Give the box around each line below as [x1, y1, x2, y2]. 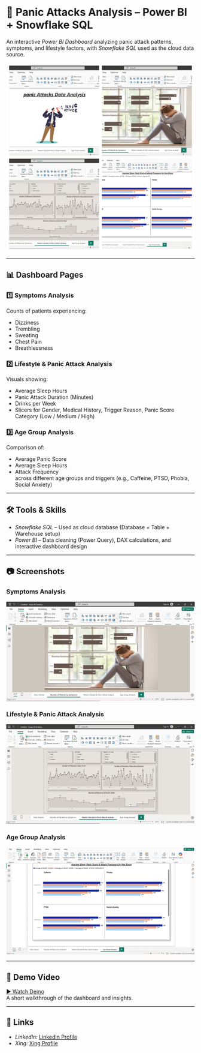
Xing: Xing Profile [14, 1039, 58, 1046]
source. [6, 50, 25, 58]
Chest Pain [14, 338, 42, 345]
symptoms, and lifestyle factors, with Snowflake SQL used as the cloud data [6, 44, 194, 52]
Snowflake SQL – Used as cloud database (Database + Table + [14, 524, 170, 531]
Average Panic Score [14, 455, 67, 463]
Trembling [14, 325, 40, 332]
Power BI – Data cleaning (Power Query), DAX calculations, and [14, 536, 172, 544]
